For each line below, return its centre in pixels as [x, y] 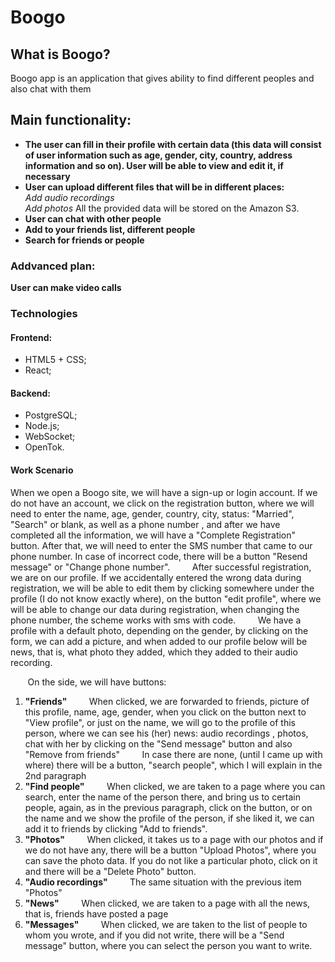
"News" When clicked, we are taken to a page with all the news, [167, 903]
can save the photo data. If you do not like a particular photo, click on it [171, 860]
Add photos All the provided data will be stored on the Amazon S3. [162, 208]
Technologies [44, 314]
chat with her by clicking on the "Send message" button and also [158, 743]
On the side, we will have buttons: [97, 682]
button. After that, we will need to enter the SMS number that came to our [161, 545]
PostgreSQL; [51, 415]
